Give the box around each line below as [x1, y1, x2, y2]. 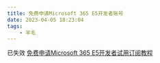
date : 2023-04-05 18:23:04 [7, 16, 84, 23]
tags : [7, 23, 23, 29]
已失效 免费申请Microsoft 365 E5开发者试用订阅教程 [7, 49, 153, 57]
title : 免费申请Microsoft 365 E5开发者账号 [7, 10, 124, 17]
